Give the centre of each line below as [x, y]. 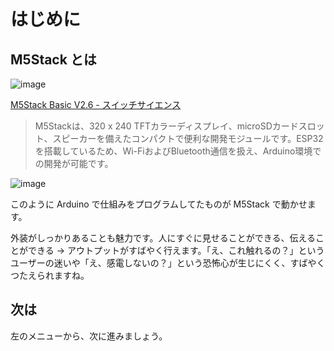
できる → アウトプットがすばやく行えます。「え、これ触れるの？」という [176, 250]
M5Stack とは [53, 59]
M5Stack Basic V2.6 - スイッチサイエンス [96, 104]
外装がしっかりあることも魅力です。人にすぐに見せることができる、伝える [163, 238]
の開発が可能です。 [74, 163]
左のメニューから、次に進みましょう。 [89, 336]
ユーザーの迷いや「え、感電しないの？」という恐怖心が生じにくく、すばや [163, 263]
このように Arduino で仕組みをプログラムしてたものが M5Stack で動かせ [159, 204]
